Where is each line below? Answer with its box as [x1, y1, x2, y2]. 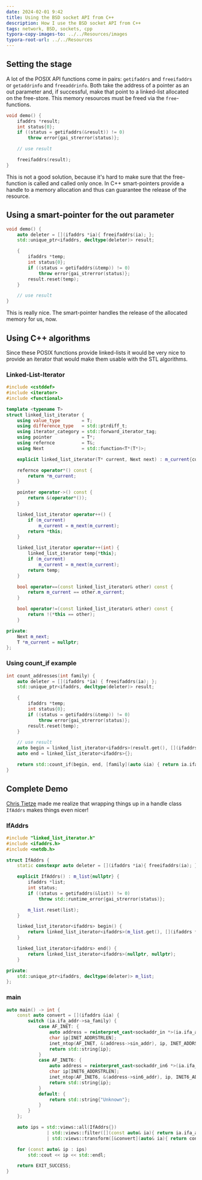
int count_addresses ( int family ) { [6, 673, 96, 679]
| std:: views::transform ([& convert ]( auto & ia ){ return [46, 1135, 187, 1141]
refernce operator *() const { [17, 467, 93, 474]
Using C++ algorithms [6, 333, 91, 343]
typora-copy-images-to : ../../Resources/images [6, 31, 128, 37]
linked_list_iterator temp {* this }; [28, 550, 117, 557]
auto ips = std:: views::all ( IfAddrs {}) [17, 1124, 117, 1131]
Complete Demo [6, 784, 68, 794]
